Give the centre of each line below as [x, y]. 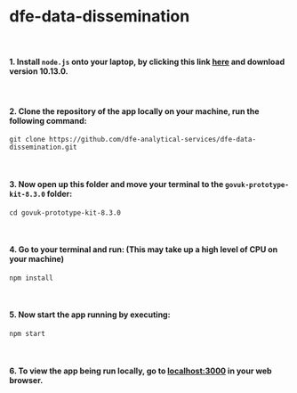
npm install [31, 278]
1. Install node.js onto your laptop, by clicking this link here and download [147, 61]
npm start [28, 333]
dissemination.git [43, 147]
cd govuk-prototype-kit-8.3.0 [65, 213]
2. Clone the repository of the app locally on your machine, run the [134, 111]
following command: [48, 120]
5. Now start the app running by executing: [90, 315]
